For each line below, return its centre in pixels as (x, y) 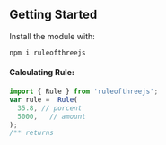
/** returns (31, 133)
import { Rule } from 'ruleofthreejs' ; (84, 92)
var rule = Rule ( (44, 99)
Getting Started (53, 15)
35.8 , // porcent (50, 108)
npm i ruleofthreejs (48, 53)
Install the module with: (52, 36)
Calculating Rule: (42, 72)
